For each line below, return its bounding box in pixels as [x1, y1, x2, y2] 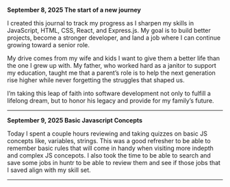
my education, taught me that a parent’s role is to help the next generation [7, 68, 216, 77]
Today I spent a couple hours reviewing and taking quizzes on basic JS [7, 129, 207, 138]
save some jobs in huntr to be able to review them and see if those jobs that [7, 159, 221, 166]
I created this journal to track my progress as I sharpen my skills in [7, 19, 194, 27]
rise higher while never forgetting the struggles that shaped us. [7, 76, 185, 84]
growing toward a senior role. [7, 41, 90, 49]
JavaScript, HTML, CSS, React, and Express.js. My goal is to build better [7, 27, 211, 34]
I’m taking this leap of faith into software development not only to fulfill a [7, 89, 211, 97]
